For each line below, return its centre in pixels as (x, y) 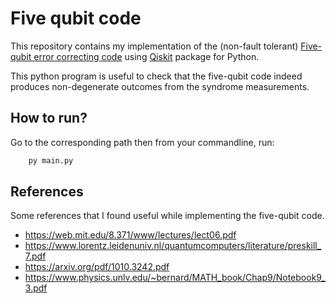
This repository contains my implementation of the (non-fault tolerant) (154, 46)
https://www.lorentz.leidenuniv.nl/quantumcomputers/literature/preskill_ (173, 246)
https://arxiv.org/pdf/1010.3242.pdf (97, 267)
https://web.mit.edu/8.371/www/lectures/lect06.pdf (130, 235)
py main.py (51, 160)
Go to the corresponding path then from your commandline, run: (142, 142)
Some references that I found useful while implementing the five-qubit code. (167, 216)
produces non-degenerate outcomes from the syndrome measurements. (160, 86)
